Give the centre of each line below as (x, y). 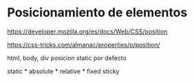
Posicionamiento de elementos (97, 13)
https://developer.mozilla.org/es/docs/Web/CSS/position (87, 31)
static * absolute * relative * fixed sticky (63, 71)
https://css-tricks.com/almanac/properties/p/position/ (84, 44)
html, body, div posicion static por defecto (67, 58)
